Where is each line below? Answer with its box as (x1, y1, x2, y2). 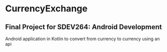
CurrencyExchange (5, 3, 88, 14)
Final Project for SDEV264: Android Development (5, 23, 162, 31)
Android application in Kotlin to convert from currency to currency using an (5, 36, 160, 42)
